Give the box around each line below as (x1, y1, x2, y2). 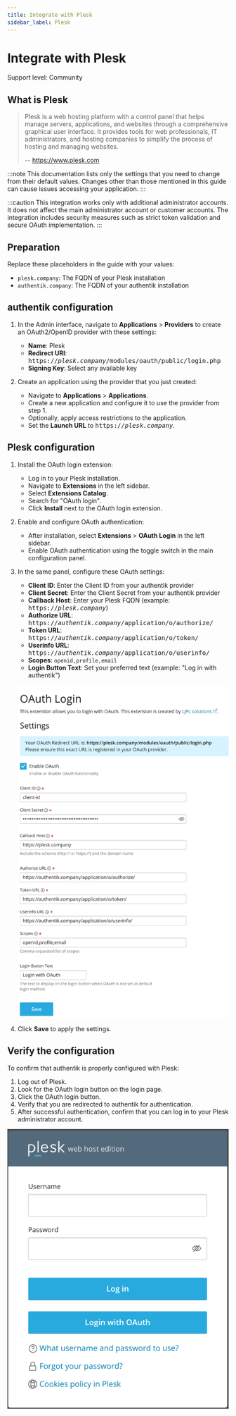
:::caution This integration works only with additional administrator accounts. (7, 198, 229, 207)
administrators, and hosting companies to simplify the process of (24, 135, 213, 144)
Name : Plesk (27, 341, 65, 350)
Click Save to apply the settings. (17, 1025, 112, 1033)
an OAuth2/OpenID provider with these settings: (17, 328, 157, 336)
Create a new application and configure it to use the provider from (27, 398, 220, 407)
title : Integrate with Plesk (7, 11, 93, 18)
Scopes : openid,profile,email (27, 655, 117, 664)
